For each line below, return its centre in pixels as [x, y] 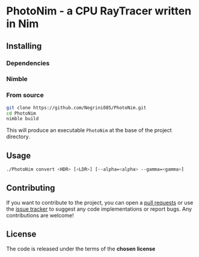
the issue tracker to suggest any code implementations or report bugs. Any [99, 209]
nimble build [23, 119]
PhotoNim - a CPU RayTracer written [99, 11]
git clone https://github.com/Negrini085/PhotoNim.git [76, 107]
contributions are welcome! [40, 215]
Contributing [31, 188]
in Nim [23, 24]
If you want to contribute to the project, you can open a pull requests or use [100, 202]
